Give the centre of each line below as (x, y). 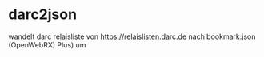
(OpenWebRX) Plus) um (47, 44)
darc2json (43, 15)
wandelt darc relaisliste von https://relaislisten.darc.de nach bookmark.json (132, 36)
